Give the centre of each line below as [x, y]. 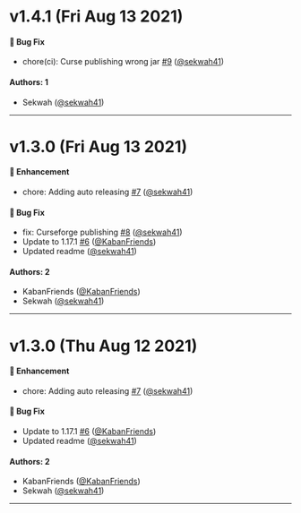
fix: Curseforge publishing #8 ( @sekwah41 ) [102, 232]
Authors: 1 [29, 81]
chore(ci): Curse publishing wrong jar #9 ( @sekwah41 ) [123, 62]
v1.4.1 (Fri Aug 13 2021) [96, 17]
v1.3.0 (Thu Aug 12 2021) [103, 346]
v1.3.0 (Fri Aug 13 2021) [99, 146]
